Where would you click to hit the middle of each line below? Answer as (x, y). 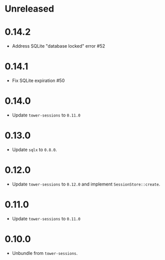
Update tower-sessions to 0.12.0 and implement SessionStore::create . (86, 184)
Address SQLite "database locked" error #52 (59, 46)
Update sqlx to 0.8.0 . (34, 150)
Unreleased (30, 9)
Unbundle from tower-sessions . (45, 253)
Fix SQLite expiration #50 (38, 81)
